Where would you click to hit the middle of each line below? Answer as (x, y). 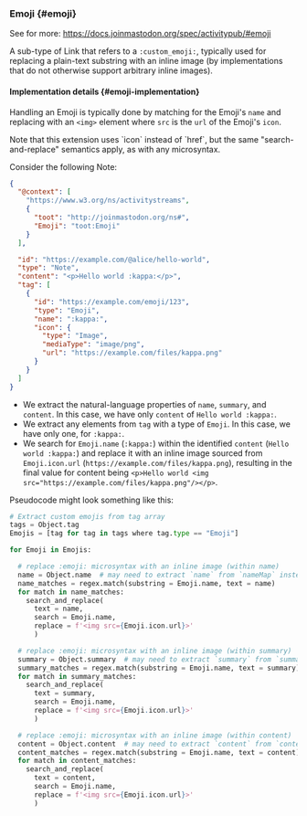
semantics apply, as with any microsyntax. (141, 149)
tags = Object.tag (44, 525)
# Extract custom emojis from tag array (88, 516)
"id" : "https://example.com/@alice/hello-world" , (114, 260)
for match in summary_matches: (77, 676)
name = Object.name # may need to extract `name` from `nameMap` (147, 575)
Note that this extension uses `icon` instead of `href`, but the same (134, 139)
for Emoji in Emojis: (51, 550)
